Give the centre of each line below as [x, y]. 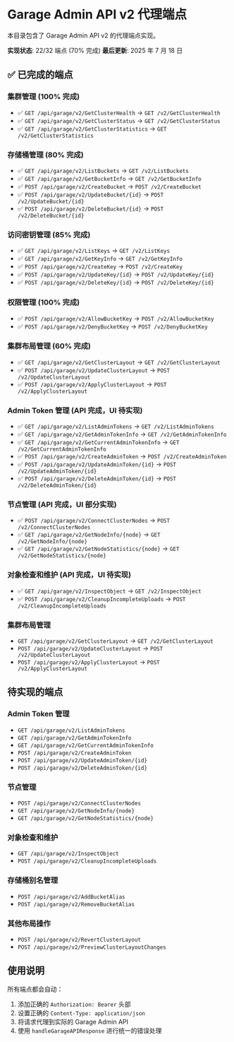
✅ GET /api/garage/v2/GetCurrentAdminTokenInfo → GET [98, 442]
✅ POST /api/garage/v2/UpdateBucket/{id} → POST [91, 194]
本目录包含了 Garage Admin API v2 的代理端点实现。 [84, 35]
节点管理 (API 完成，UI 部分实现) [62, 504]
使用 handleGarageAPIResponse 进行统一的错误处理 [90, 1030]
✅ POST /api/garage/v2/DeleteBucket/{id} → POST [91, 208]
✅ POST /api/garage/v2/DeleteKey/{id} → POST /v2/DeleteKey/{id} [116, 283]
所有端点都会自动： [35, 989]
